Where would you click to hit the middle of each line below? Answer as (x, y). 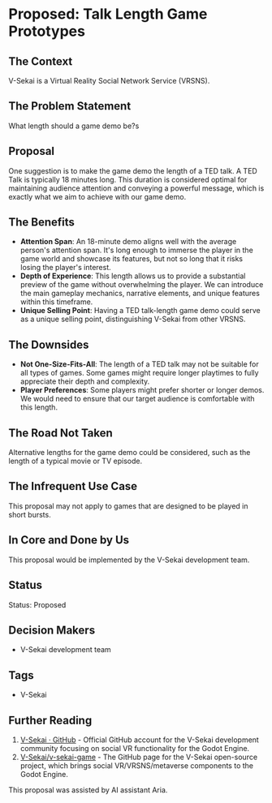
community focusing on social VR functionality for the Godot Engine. (135, 748)
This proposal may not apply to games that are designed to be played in (129, 506)
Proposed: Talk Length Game (108, 14)
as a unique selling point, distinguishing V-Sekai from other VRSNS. (133, 319)
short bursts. (30, 514)
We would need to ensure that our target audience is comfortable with (137, 399)
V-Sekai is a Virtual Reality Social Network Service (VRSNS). (109, 81)
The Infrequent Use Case (73, 486)
